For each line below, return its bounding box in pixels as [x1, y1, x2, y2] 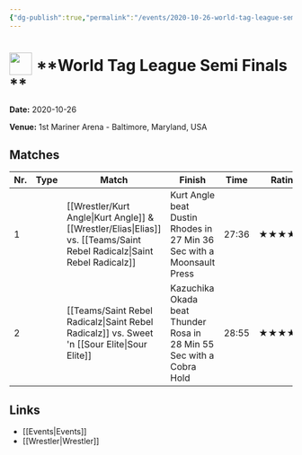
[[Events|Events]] [22, 426, 87, 437]
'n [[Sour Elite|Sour [66, 338, 148, 351]
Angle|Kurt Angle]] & [66, 212, 155, 224]
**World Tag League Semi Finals [36, 55, 288, 75]
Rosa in [170, 327, 202, 339]
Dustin [170, 212, 198, 224]
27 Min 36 [170, 234, 215, 247]
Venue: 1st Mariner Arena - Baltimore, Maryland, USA [9, 121, 208, 132]
